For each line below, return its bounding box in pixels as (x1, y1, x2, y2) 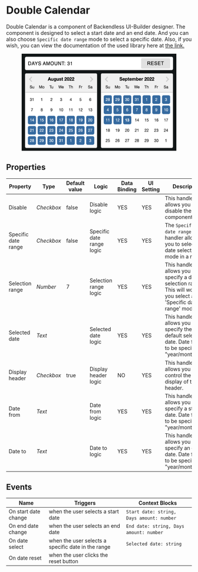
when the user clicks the (48, 551, 108, 558)
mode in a (164, 253, 189, 260)
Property (8, 182, 31, 189)
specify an (164, 444, 190, 452)
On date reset (8, 554, 42, 561)
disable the (164, 207, 192, 214)
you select (164, 293, 190, 299)
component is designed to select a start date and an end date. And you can (6, 29, 189, 36)
